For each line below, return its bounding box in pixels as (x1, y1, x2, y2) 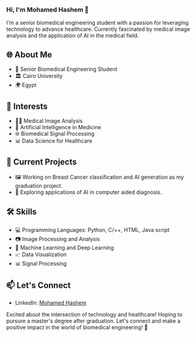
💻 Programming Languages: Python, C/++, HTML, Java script (14, 226, 170, 233)
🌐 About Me (6, 50, 52, 60)
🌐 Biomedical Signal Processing (14, 130, 95, 137)
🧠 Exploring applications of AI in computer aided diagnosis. (14, 188, 162, 196)
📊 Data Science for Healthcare (14, 137, 92, 144)
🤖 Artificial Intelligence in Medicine (14, 123, 101, 130)
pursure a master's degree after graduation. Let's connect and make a (6, 317, 181, 325)
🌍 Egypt (14, 82, 37, 89)
